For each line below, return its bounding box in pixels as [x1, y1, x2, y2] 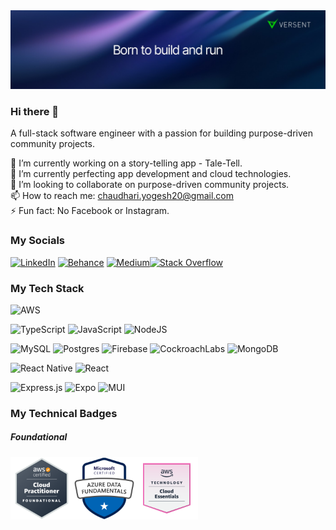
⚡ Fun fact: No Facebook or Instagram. [10, 205, 170, 217]
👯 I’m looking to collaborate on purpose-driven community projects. [10, 179, 290, 191]
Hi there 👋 [10, 104, 60, 118]
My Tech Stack [10, 281, 85, 295]
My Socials [10, 234, 66, 248]
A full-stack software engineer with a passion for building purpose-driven [10, 127, 313, 139]
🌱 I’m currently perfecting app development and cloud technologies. [10, 168, 292, 180]
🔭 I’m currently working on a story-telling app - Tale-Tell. [10, 157, 243, 169]
